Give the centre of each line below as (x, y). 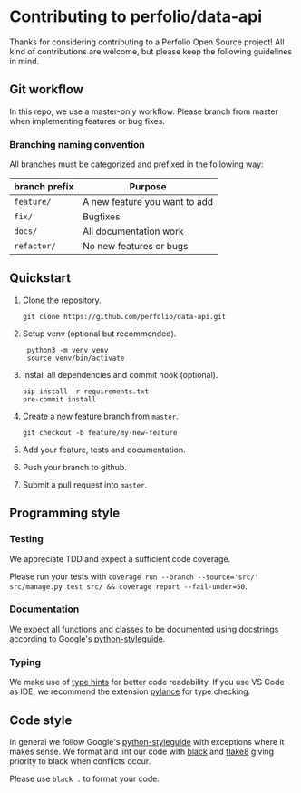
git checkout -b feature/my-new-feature (100, 432)
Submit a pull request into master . (85, 484)
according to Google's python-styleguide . (87, 638)
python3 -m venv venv (68, 350)
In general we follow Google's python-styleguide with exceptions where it (147, 741)
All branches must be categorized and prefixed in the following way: (137, 164)
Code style (41, 720)
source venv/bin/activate (76, 358)
